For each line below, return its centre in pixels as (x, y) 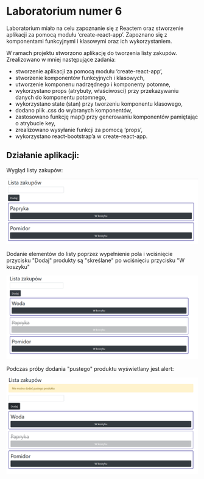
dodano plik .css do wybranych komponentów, (74, 110)
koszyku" (18, 267)
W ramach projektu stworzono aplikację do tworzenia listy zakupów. (92, 53)
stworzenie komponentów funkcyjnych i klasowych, (80, 78)
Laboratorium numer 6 (64, 11)
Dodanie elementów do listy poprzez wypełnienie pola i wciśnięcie (90, 254)
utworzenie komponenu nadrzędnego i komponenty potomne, (93, 84)
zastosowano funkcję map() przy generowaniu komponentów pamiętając (107, 117)
